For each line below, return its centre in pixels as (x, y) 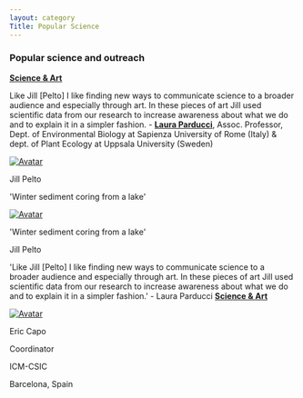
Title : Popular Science (55, 26)
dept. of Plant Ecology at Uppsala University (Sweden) (111, 144)
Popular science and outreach (77, 58)
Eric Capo (28, 331)
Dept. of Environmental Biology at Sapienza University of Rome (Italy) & (143, 134)
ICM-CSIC (29, 366)
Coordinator (32, 348)
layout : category (42, 18)
